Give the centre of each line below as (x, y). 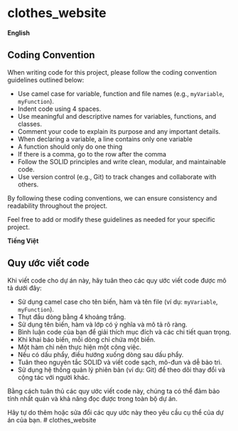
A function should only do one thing (70, 147)
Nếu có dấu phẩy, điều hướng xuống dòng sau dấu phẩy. (101, 354)
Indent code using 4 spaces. (59, 109)
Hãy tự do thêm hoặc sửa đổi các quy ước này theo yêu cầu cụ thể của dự (115, 412)
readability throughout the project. (58, 206)
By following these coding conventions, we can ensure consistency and (112, 198)
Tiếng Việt (23, 240)
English (19, 33)
